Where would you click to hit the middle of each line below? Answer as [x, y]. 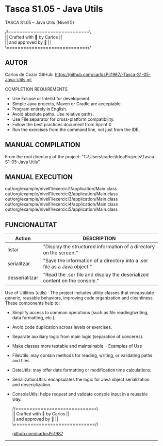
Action [23, 239]
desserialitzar [23, 278]
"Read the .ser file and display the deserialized [96, 275]
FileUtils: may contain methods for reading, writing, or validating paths [82, 355]
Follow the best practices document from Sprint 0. [62, 124]
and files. [21, 361]
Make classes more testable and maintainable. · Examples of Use [77, 346]
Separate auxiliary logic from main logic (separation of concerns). [78, 336]
